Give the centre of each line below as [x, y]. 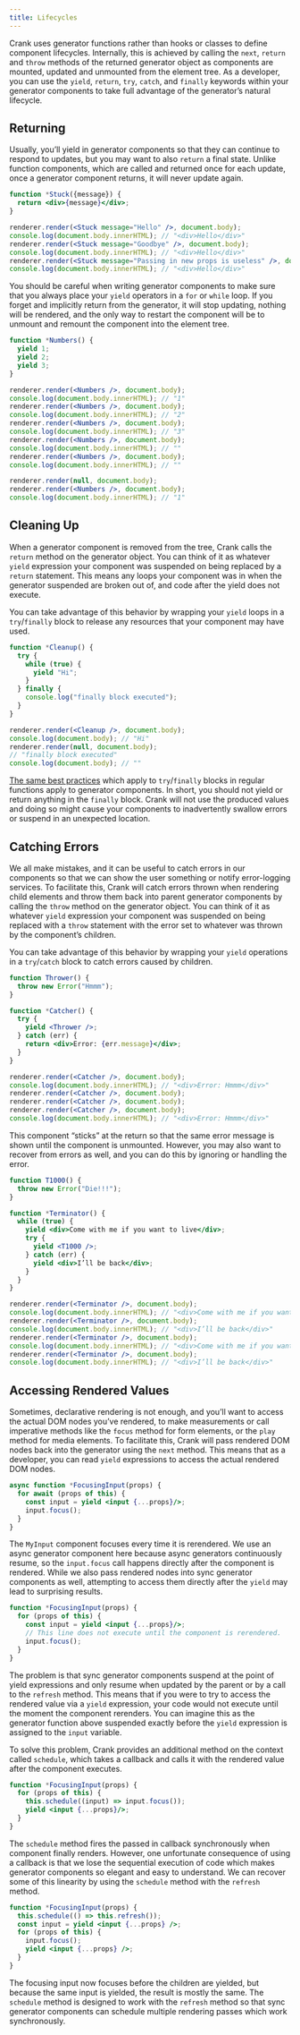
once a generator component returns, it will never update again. [126, 178]
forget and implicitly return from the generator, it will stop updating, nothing [148, 305]
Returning [37, 128]
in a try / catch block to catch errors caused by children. [111, 961]
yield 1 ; [33, 349]
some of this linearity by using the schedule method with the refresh [135, 1881]
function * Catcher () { [51, 1011]
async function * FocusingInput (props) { [86, 1486]
